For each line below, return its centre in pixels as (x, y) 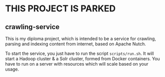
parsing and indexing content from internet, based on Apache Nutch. (76, 44)
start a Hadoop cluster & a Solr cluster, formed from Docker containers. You (82, 59)
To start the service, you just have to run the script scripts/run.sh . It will (80, 53)
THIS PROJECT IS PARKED (60, 9)
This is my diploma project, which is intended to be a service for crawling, (81, 38)
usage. (12, 69)
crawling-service (32, 27)
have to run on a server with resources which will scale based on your (77, 64)
